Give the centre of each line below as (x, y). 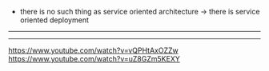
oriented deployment (54, 20)
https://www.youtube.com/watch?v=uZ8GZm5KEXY (94, 59)
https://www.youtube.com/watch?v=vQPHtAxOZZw (93, 50)
